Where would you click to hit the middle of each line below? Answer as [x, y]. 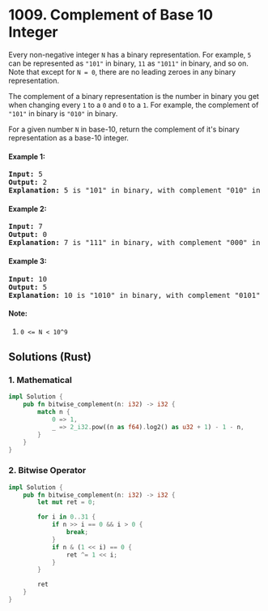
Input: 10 [28, 279]
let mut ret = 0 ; [66, 502]
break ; [77, 532]
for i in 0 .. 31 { [66, 517]
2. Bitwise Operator [47, 471]
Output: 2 [28, 183]
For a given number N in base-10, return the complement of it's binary [124, 129]
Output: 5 [28, 287]
